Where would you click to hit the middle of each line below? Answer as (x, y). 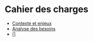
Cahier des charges (47, 9)
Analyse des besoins (34, 28)
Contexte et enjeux (32, 23)
